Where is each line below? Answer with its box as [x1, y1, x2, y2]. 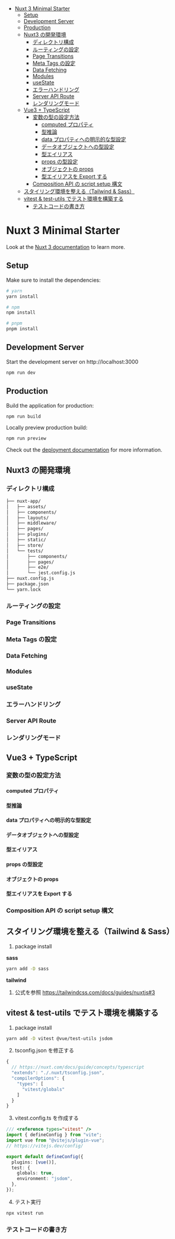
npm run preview [6, 436, 46, 442]
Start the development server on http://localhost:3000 [6, 358, 138, 365]
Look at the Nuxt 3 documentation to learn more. [6, 243, 126, 250]
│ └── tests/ [6, 548, 44, 554]
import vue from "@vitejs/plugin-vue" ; [6, 1137, 105, 1143]
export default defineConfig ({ [6, 1153, 84, 1159]
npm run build [6, 413, 42, 420]
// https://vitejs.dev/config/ [6, 1143, 84, 1149]
